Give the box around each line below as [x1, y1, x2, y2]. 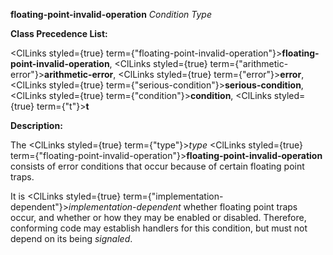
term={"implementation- [123, 190, 224, 202]
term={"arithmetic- [209, 58, 289, 69]
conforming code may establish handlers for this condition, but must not [10, 222, 308, 234]
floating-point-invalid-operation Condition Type [10, 9, 212, 20]
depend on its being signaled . [10, 233, 133, 244]
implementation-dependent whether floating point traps [68, 201, 298, 213]
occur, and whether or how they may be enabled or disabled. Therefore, [10, 212, 307, 223]
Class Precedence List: [10, 28, 108, 39]
